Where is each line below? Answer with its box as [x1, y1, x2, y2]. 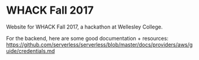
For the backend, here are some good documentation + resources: [6, 34, 169, 42]
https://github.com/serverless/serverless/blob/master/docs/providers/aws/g [6, 41, 193, 48]
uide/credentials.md [6, 47, 55, 54]
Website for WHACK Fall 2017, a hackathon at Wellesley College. [6, 23, 163, 30]
